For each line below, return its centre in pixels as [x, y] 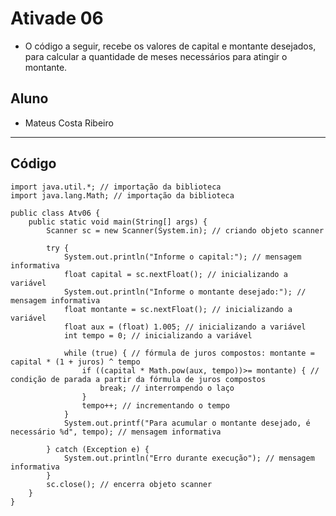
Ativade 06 [57, 18]
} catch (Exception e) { [98, 449]
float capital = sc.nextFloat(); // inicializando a [175, 274]
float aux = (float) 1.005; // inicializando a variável [185, 327]
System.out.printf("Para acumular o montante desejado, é [187, 423]
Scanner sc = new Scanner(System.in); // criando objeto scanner [185, 230]
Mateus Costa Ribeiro [69, 123]
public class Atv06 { [55, 213]
